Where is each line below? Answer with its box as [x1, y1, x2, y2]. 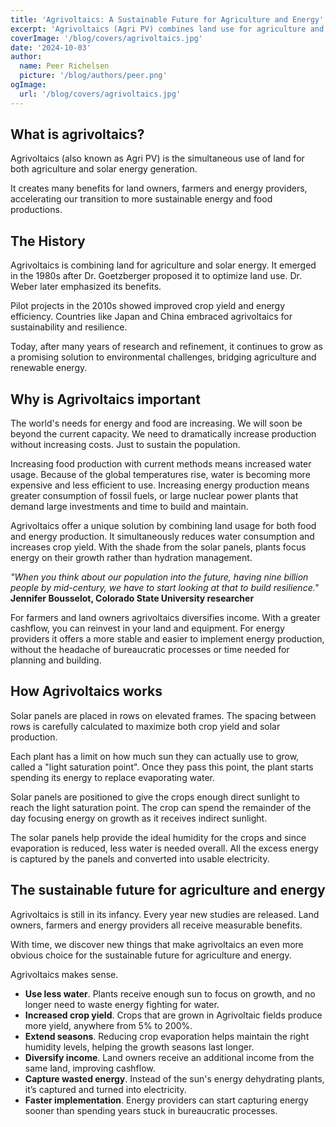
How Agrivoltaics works [10, 683, 163, 700]
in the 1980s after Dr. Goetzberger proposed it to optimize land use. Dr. [10, 270, 302, 282]
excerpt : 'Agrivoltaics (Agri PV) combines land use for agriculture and [10, 24, 325, 34]
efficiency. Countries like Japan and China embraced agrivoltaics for [10, 311, 293, 323]
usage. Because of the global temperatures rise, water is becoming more [10, 469, 311, 481]
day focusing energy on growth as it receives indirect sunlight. [10, 812, 268, 824]
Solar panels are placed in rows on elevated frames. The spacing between [10, 709, 317, 721]
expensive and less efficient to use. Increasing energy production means [10, 479, 310, 491]
